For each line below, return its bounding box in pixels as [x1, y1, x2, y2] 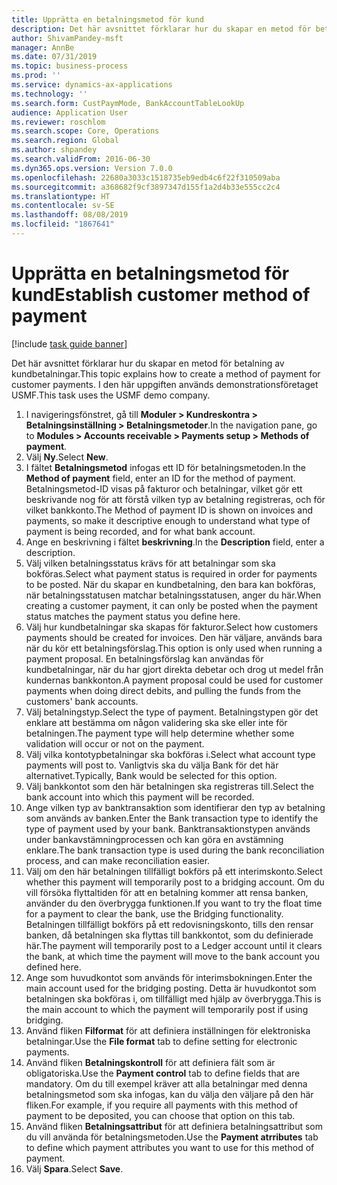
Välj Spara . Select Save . [25, 1162, 124, 1175]
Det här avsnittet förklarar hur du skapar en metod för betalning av [11, 357, 285, 369]
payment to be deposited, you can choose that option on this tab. [25, 1109, 296, 1121]
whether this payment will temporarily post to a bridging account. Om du [25, 876, 325, 888]
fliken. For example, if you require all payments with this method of [25, 1099, 299, 1111]
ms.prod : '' [11, 71, 61, 81]
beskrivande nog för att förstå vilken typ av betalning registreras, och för [25, 493, 326, 505]
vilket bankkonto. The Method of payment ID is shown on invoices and [25, 504, 314, 516]
